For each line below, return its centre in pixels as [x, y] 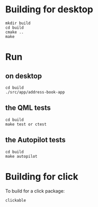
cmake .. [15, 32]
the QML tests [28, 108]
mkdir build [18, 23]
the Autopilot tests [35, 140]
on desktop [24, 76]
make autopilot [21, 156]
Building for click [42, 176]
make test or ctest [26, 124]
